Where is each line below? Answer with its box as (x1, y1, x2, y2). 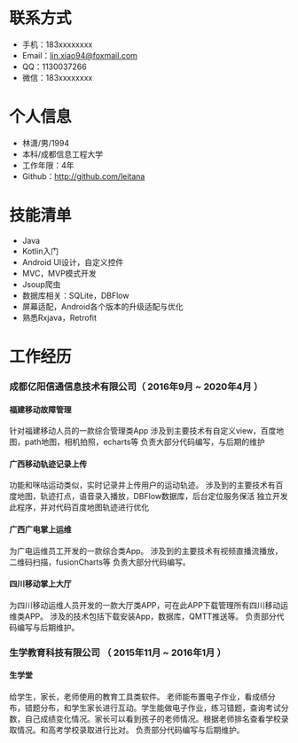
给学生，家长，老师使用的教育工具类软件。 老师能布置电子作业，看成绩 (9, 691, 268, 701)
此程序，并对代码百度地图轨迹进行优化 (9, 502, 149, 512)
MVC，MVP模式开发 (21, 268, 98, 278)
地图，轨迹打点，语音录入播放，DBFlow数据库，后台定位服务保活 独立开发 (16, 491, 288, 502)
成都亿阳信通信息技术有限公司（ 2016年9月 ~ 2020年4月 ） (9, 380, 263, 393)
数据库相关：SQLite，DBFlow (21, 290, 129, 301)
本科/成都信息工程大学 (21, 148, 104, 160)
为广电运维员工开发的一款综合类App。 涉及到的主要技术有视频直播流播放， (9, 545, 283, 556)
